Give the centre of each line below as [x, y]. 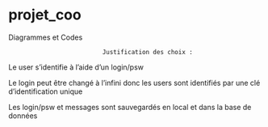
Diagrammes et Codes [46, 37]
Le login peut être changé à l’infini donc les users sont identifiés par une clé [134, 83]
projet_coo [45, 15]
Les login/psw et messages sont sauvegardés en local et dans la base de [130, 107]
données [23, 116]
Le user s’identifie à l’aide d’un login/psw [76, 67]
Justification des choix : [148, 52]
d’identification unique [46, 91]
